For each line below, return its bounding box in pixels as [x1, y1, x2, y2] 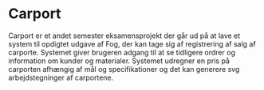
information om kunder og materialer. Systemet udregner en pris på [8, 56, 230, 66]
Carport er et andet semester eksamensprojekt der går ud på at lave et [8, 31, 241, 40]
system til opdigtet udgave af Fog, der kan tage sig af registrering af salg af [8, 39, 257, 48]
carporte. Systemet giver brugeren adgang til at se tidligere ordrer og [8, 47, 235, 57]
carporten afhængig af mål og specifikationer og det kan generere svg [8, 64, 240, 73]
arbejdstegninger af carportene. [8, 73, 114, 82]
